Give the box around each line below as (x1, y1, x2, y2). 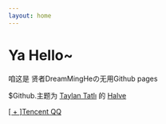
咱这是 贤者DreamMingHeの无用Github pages (8, 74, 158, 83)
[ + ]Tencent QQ (8, 106, 62, 116)
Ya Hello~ (8, 46, 73, 64)
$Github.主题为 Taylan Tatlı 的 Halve (8, 90, 127, 100)
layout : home (8, 11, 52, 20)
